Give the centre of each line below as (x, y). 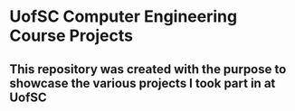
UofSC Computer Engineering (124, 17)
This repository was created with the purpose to (148, 69)
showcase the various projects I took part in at (143, 83)
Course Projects (71, 36)
